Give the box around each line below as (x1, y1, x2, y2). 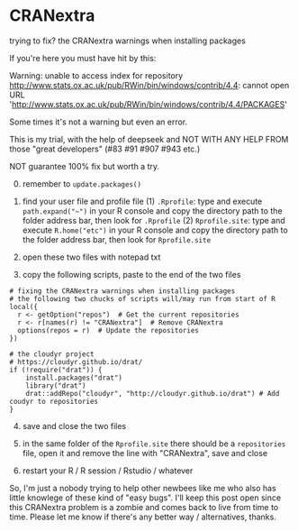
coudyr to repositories (9, 397, 99, 406)
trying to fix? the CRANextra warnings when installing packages (9, 35, 246, 46)
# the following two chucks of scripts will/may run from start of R (9, 294, 276, 303)
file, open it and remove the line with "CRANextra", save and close (22, 447, 268, 458)
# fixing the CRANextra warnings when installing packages (9, 286, 236, 296)
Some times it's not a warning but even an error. (9, 116, 188, 127)
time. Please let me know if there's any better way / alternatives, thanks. (9, 511, 276, 522)
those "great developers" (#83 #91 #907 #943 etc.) (9, 143, 201, 154)
